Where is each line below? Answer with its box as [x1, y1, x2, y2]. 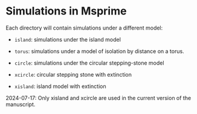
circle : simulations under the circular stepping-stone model [14, 59, 164, 66]
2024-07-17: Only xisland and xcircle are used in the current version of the [5, 94, 192, 101]
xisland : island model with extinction [14, 83, 106, 90]
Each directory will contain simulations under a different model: [5, 24, 163, 31]
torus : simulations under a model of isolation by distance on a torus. [14, 47, 185, 55]
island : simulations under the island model [14, 36, 121, 43]
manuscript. [5, 101, 36, 108]
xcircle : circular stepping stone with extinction [14, 71, 132, 78]
